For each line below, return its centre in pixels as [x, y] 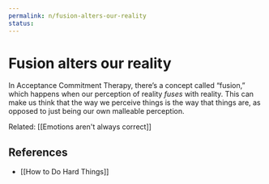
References [38, 152]
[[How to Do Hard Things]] [64, 172]
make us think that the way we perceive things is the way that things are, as [134, 102]
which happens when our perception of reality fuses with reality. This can [131, 94]
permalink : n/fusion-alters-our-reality [78, 16]
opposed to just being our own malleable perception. [96, 111]
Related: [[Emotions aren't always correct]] [80, 127]
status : [21, 23]
